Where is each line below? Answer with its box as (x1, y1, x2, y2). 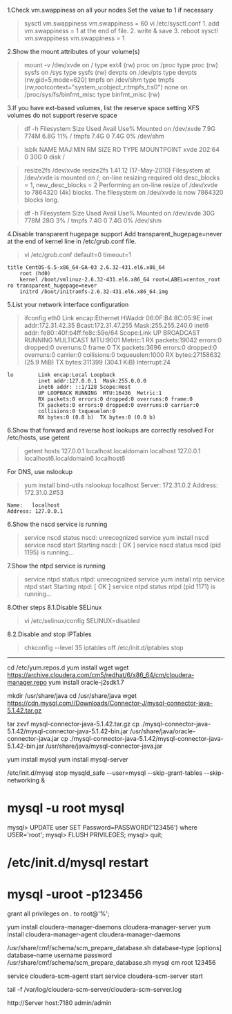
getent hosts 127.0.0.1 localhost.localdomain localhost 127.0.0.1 (23, 447, 201, 455)
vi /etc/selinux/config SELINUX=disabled (23, 617, 140, 624)
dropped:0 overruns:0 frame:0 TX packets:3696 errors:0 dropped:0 (23, 343, 217, 351)
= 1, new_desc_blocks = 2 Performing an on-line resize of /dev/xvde (23, 181, 218, 189)
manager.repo (7, 679, 47, 686)
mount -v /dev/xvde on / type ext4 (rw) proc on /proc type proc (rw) (23, 61, 219, 69)
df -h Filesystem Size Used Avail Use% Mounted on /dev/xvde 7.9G (23, 125, 216, 132)
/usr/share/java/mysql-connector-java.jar (46, 742, 163, 750)
